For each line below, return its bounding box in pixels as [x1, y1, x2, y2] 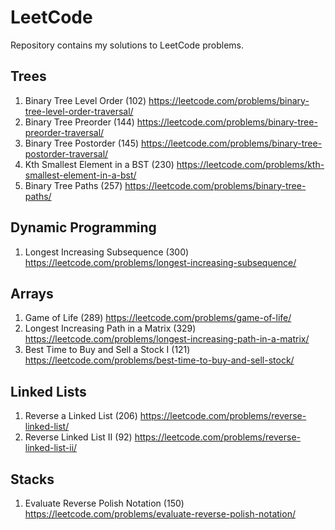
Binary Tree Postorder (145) [24, 137, 140, 149]
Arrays [10, 285, 54, 302]
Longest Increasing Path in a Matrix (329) [24, 322, 197, 335]
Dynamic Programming [10, 219, 157, 236]
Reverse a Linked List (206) [24, 410, 138, 422]
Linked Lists [10, 383, 87, 400]
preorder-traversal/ [24, 126, 105, 138]
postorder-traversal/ [24, 147, 109, 160]
